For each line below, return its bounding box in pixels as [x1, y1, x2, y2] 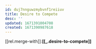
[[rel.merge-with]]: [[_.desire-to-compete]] [5, 38, 92, 44]
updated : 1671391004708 [5, 20, 54, 26]
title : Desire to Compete [5, 12, 58, 16]
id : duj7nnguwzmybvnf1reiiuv [5, 7, 64, 12]
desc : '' [5, 16, 23, 21]
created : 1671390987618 [5, 25, 54, 30]
